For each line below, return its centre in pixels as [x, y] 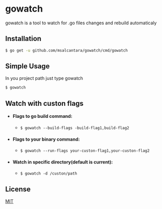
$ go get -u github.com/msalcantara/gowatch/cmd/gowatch [67, 50]
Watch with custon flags [44, 103]
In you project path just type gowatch [44, 78]
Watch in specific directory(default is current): [63, 162]
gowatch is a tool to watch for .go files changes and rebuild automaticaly [81, 23]
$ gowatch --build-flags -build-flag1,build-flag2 [75, 128]
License [18, 189]
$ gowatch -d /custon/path [49, 174]
